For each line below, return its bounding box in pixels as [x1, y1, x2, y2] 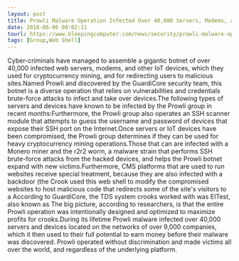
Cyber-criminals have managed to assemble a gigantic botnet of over [7, 56, 211, 65]
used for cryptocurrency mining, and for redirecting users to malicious [7, 72, 213, 80]
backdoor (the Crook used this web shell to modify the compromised [7, 177, 209, 186]
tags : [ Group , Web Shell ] [7, 37, 81, 44]
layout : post [7, 10, 46, 18]
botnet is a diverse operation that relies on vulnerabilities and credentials [7, 87, 221, 95]
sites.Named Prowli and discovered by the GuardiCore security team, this [7, 79, 223, 87]
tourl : [7, 30, 27, 38]
